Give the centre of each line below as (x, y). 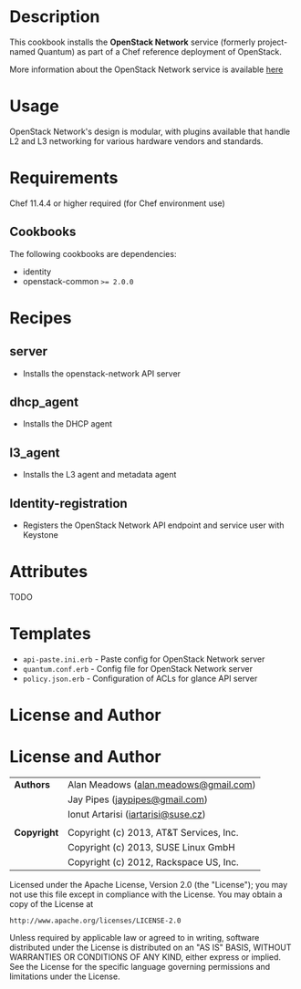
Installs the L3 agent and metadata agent (99, 475)
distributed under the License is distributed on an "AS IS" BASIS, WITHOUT (150, 948)
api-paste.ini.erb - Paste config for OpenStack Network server (144, 659)
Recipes (41, 318)
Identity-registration (68, 503)
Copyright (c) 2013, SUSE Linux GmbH (151, 848)
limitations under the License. (65, 976)
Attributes (49, 572)
